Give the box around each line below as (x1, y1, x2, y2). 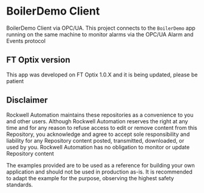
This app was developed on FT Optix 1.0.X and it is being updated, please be (6, 71, 198, 78)
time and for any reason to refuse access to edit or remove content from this (6, 124, 197, 131)
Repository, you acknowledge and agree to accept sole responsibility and (6, 130, 190, 138)
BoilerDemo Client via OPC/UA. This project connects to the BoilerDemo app (6, 24, 195, 32)
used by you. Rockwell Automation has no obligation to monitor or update (6, 143, 190, 151)
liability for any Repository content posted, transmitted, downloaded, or (6, 137, 185, 144)
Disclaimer (6, 95, 48, 106)
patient (6, 77, 24, 84)
